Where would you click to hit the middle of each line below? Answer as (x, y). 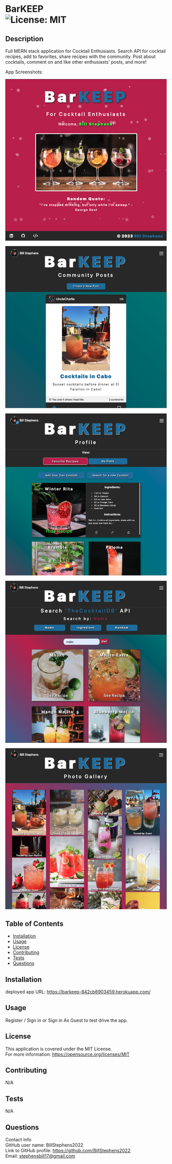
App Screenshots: (24, 72)
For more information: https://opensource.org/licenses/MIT (68, 1054)
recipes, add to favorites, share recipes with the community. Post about (81, 56)
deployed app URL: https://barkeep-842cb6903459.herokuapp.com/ (78, 992)
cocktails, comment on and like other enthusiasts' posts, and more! (76, 62)
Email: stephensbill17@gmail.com (40, 1156)
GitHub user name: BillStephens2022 (44, 1145)
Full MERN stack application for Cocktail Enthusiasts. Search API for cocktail (86, 51)
